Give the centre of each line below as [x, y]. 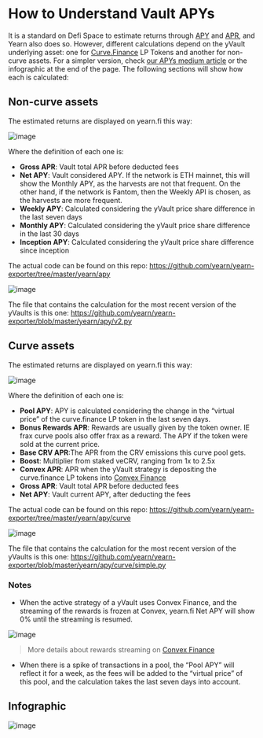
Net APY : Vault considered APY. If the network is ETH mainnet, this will [134, 175]
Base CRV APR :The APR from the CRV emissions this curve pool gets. [133, 452]
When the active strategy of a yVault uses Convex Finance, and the [128, 602]
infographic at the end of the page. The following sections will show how [126, 68]
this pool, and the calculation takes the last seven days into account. [130, 681]
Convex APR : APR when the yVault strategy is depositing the [118, 469]
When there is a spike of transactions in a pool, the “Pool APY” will [127, 665]
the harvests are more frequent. [71, 200]
